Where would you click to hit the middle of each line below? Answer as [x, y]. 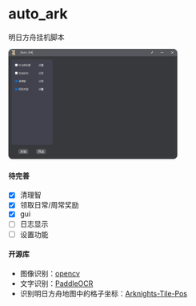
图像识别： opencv [50, 273]
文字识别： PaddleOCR [56, 283]
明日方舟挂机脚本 [36, 37]
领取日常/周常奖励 [49, 205]
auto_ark [38, 14]
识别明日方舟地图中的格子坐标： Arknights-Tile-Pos [104, 293]
